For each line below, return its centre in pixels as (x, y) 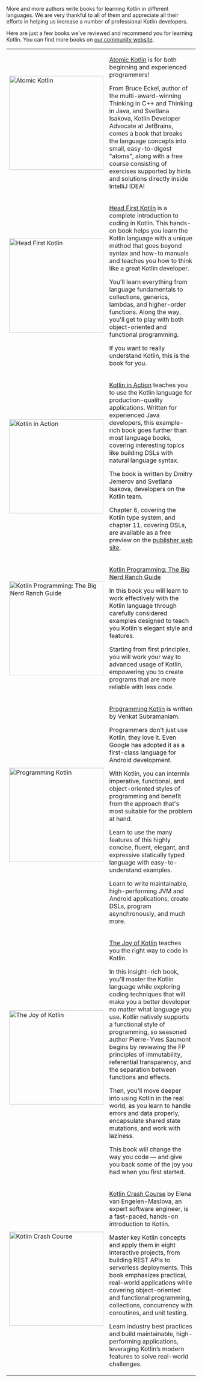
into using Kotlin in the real (147, 1098)
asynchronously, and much (147, 914)
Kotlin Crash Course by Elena (150, 1194)
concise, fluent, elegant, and (149, 847)
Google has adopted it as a (147, 745)
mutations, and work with (145, 1128)
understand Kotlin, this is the (149, 356)
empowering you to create (146, 672)
